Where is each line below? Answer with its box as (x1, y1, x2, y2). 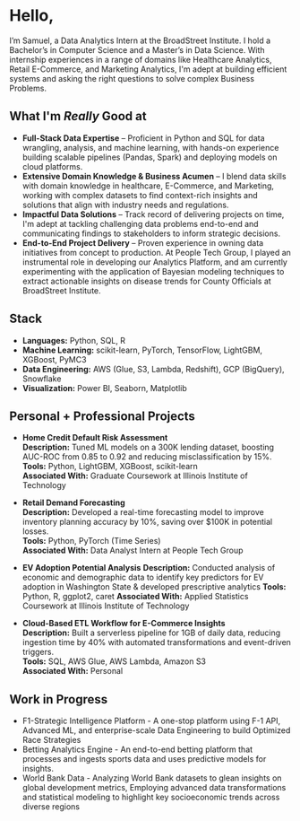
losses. (21, 526, 49, 537)
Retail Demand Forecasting (21, 497, 125, 508)
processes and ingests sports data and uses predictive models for (21, 754, 267, 764)
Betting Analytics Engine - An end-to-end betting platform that (21, 744, 253, 755)
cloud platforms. (21, 161, 83, 171)
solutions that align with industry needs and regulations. (21, 199, 229, 210)
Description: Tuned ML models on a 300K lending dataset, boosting (21, 441, 275, 453)
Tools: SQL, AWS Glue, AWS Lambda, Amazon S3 (21, 656, 207, 667)
